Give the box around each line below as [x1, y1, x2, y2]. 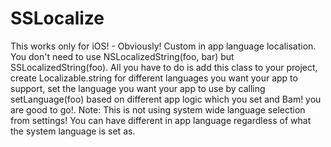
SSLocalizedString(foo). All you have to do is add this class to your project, [10, 61, 318, 73]
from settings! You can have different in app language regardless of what [10, 114, 312, 126]
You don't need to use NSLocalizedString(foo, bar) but [10, 50, 235, 62]
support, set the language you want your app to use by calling [10, 82, 266, 94]
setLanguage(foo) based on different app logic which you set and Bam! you [10, 93, 322, 105]
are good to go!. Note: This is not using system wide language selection [10, 103, 306, 116]
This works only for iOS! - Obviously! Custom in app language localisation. [10, 40, 317, 52]
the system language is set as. [10, 125, 136, 137]
